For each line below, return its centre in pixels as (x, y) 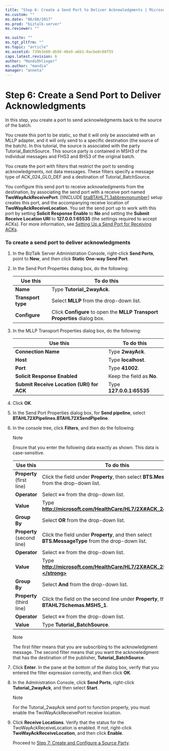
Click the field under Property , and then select (97, 535)
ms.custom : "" (20, 15)
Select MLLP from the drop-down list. (96, 301)
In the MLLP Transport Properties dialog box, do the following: (77, 331)
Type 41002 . (123, 368)
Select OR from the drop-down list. (83, 520)
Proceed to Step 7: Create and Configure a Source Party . (71, 743)
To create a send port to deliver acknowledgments (68, 242)
